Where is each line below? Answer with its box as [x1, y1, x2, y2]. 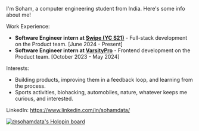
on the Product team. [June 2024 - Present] [14, 41, 123, 47]
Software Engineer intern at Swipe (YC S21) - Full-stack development [14, 34, 188, 41]
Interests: [6, 65, 30, 72]
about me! [6, 11, 32, 18]
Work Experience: [6, 23, 50, 30]
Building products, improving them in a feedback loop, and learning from [14, 76, 194, 83]
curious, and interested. [14, 95, 73, 102]
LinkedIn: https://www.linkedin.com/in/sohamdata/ [6, 107, 130, 113]
